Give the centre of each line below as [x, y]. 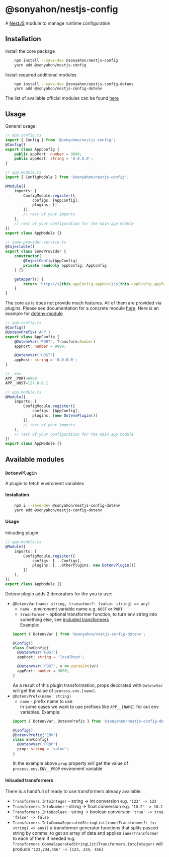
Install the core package [30, 51]
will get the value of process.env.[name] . [54, 690]
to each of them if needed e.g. [44, 838]
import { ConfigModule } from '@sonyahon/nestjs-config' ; [67, 177]
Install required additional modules [41, 74]
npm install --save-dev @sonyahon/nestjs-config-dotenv [74, 84]
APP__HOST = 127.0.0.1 [27, 383]
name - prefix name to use [46, 701]
